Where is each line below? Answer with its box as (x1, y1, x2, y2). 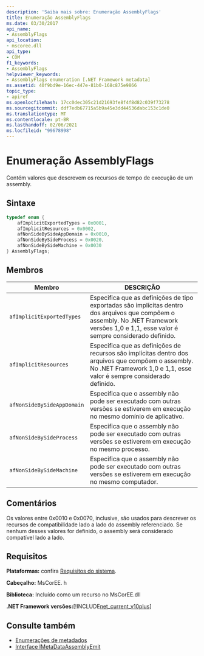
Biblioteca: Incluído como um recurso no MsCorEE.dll (6, 591, 141, 598)
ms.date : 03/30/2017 (6, 20, 59, 26)
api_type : (6, 49, 32, 55)
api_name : (6, 26, 32, 32)
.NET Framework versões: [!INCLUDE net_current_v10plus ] (6, 603, 152, 610)
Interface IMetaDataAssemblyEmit (15, 643, 101, 651)
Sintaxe (6, 198, 36, 209)
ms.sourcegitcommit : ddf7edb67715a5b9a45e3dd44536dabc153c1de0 (6, 105, 170, 111)
